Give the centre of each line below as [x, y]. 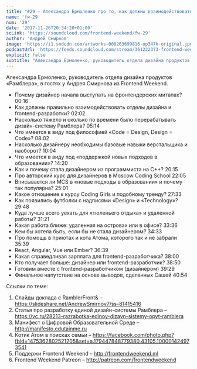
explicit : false [26, 55]
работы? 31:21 [32, 219]
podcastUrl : [21, 50]
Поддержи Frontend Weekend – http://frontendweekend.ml [86, 353]
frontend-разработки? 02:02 [50, 113]
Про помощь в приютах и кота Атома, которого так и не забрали [96, 237]
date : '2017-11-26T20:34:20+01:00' [50, 28]
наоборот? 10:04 [35, 150]
